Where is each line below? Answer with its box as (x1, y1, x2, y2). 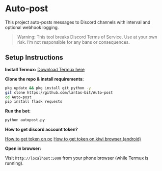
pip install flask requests (5, 99, 63, 104)
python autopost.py (5, 117, 45, 123)
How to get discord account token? (5, 126, 78, 133)
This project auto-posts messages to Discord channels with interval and (5, 19, 151, 25)
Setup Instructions (5, 54, 63, 62)
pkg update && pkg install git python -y (5, 85, 91, 90)
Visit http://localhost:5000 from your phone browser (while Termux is (5, 155, 149, 161)
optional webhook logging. (5, 24, 59, 30)
